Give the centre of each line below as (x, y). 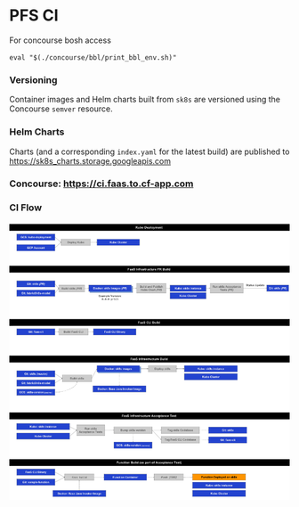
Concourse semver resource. (61, 109)
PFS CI (34, 16)
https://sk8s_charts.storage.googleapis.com (90, 160)
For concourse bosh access (60, 40)
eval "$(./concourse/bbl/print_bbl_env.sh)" (93, 57)
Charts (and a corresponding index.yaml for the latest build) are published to (149, 151)
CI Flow (26, 208)
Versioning (33, 79)
